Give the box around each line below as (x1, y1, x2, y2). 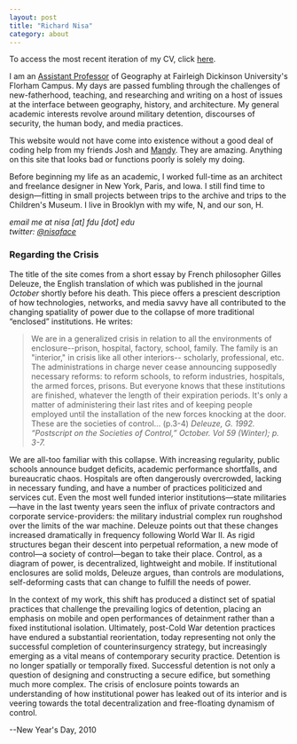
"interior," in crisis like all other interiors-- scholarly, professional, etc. (30, 352, 285, 362)
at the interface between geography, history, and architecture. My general (9, 99, 279, 110)
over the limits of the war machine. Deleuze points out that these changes (9, 520, 279, 531)
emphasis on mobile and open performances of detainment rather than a (9, 613, 275, 623)
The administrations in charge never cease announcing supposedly (30, 361, 277, 372)
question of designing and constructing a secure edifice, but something (9, 669, 270, 680)
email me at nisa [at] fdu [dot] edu (9, 217, 135, 227)
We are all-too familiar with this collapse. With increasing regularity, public (9, 454, 280, 464)
